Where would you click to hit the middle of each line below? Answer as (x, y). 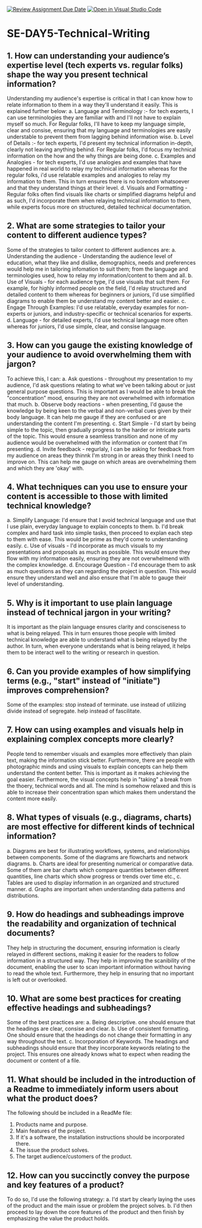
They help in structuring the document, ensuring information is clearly (93, 948)
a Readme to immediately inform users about (93, 1089)
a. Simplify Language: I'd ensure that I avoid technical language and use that (101, 520)
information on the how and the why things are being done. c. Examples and (101, 156)
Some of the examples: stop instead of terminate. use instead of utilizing (96, 705)
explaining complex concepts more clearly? (90, 739)
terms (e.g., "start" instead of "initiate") (84, 680)
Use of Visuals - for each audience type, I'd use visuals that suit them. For (98, 281)
